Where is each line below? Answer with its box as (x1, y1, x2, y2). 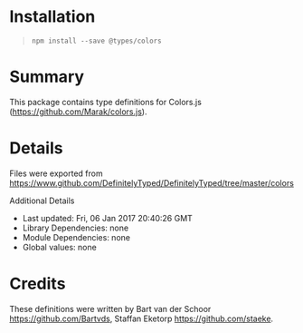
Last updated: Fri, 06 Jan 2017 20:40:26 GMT (22, 212, 193, 223)
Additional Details (9, 195, 75, 206)
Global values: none (22, 241, 97, 252)
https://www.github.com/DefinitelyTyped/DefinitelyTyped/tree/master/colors (9, 177, 294, 188)
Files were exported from (9, 168, 103, 179)
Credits (9, 274, 66, 294)
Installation (9, 6, 96, 27)
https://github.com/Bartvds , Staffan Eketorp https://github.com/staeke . (9, 313, 274, 324)
